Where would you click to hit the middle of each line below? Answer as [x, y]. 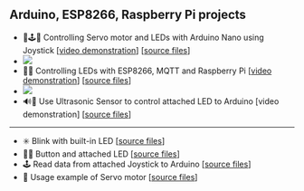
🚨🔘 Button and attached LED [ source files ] [101, 154]
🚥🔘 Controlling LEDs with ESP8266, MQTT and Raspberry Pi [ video [147, 71]
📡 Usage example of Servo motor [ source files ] [110, 177]
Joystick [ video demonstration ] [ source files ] [106, 50]
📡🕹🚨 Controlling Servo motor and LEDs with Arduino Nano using [143, 37]
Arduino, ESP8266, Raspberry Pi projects [128, 15]
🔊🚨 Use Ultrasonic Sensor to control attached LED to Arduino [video [151, 101]
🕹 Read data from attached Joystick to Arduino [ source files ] [137, 164]
